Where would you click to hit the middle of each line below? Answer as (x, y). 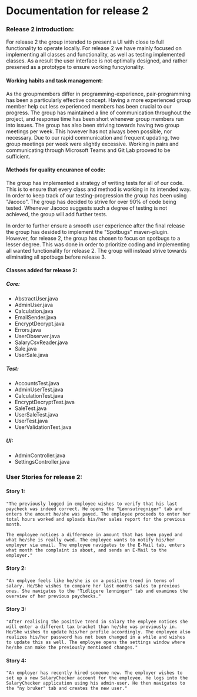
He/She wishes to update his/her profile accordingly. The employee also (98, 632)
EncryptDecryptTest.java (45, 402)
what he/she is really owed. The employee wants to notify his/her (91, 540)
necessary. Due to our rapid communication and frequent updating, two (93, 137)
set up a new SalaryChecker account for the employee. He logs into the (97, 678)
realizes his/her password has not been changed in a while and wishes (96, 637)
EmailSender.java (36, 318)
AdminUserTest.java (39, 389)
